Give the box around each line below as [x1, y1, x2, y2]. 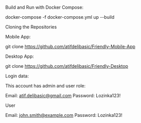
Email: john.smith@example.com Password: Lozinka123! [5, 112, 123, 118]
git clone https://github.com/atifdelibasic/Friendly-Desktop [5, 63, 128, 69]
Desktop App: [5, 53, 34, 59]
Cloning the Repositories [5, 24, 57, 30]
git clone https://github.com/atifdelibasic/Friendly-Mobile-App [5, 44, 136, 50]
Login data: [5, 73, 29, 79]
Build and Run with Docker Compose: [5, 5, 84, 10]
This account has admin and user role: [5, 83, 86, 89]
